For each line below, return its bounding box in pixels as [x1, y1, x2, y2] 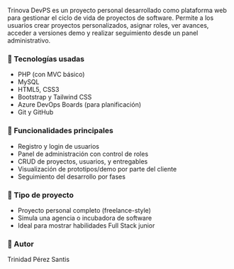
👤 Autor [7, 238, 34, 248]
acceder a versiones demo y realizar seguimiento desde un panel [7, 28, 199, 37]
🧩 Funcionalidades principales [7, 126, 113, 136]
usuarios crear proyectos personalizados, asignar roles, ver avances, [7, 21, 209, 29]
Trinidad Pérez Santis [7, 255, 69, 264]
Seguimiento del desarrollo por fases [17, 172, 126, 181]
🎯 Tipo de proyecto [7, 190, 74, 200]
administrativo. [7, 36, 51, 45]
